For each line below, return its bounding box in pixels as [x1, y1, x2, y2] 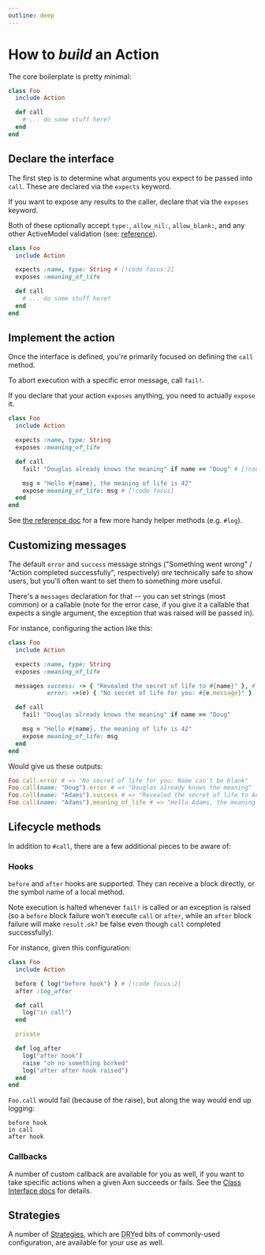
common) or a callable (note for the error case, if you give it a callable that [8, 600, 250, 609]
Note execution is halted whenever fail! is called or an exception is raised [8, 902, 251, 912]
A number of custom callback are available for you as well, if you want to [8, 1169, 244, 1178]
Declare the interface [8, 152, 114, 166]
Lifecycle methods [8, 820, 102, 834]
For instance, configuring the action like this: [8, 624, 153, 633]
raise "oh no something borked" [22, 1059, 129, 1067]
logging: [8, 1104, 35, 1113]
